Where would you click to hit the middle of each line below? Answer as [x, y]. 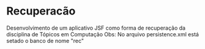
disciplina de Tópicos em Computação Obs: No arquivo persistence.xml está [102, 34]
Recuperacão [41, 11]
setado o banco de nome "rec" [45, 41]
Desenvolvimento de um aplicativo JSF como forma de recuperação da [96, 28]
